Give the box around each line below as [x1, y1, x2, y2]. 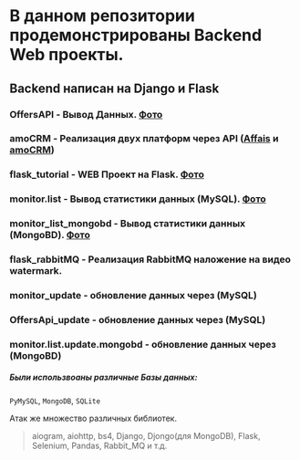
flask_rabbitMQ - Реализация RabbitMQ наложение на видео [9, 253, 292, 266]
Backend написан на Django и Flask [9, 80, 220, 96]
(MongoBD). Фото [9, 229, 91, 242]
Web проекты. [9, 45, 124, 65]
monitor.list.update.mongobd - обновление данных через [9, 338, 276, 350]
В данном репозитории [9, 5, 196, 26]
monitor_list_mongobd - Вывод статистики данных [9, 217, 246, 230]
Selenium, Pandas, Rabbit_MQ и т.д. [31, 440, 168, 451]
